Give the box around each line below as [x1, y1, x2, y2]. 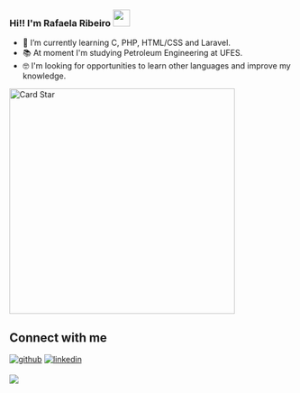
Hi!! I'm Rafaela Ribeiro [9, 16, 111, 29]
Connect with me [9, 330, 108, 345]
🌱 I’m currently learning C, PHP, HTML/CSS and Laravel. [22, 37, 232, 49]
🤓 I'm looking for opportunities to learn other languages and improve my [22, 60, 291, 71]
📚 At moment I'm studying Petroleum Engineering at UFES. [22, 48, 243, 59]
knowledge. [22, 70, 67, 81]
